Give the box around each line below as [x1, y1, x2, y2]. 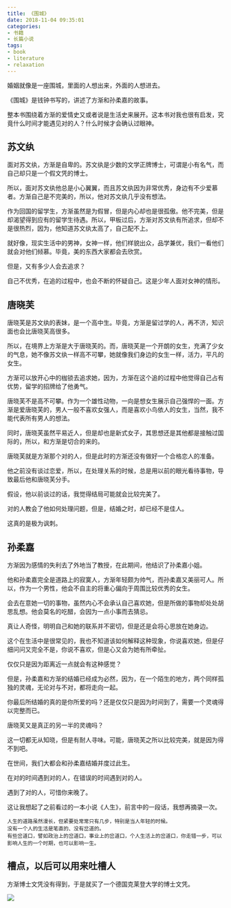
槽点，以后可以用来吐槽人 [7, 860, 115, 872]
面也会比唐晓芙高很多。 [7, 327, 74, 336]
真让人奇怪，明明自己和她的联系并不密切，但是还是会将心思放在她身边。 [7, 622, 212, 630]
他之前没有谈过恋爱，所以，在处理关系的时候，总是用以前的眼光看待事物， [7, 466, 218, 475]
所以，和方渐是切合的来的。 [25, 437, 104, 446]
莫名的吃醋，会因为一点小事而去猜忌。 [43, 608, 152, 616]
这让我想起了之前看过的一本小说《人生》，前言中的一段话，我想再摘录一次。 [7, 803, 221, 812]
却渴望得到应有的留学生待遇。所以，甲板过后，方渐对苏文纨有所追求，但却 [7, 216, 218, 224]
